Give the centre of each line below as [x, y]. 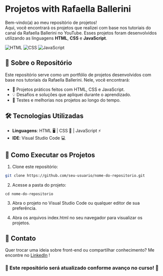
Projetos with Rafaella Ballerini [68, 9]
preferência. [24, 208]
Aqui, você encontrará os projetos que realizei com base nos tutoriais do [78, 27]
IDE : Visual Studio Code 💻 [39, 138]
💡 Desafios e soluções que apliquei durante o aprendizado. [71, 94]
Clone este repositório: [35, 167]
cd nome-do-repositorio [29, 194]
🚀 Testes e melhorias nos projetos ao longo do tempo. [66, 100]
